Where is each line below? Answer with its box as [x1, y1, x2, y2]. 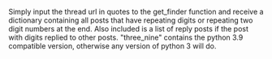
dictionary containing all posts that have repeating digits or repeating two [8, 15, 253, 25]
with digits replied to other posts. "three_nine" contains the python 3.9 [8, 32, 244, 42]
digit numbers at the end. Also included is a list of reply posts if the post [8, 24, 249, 33]
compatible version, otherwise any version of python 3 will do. [8, 41, 217, 51]
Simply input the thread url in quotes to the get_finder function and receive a [8, 7, 264, 16]
